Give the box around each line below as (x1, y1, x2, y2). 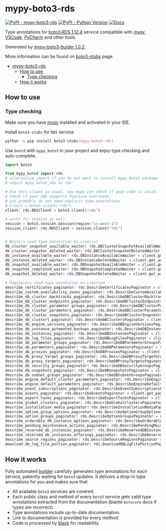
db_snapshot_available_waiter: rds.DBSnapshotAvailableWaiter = (5, 262, 140, 267)
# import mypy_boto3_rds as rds (5, 180, 72, 186)
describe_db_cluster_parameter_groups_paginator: (5, 303, 110, 309)
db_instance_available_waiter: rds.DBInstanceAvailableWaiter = (5, 253, 140, 258)
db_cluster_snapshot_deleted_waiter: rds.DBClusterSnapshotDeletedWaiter (5, 248, 161, 253)
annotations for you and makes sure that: (5, 479, 89, 485)
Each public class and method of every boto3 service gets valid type (12, 494, 152, 500)
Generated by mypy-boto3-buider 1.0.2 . (5, 44, 86, 50)
